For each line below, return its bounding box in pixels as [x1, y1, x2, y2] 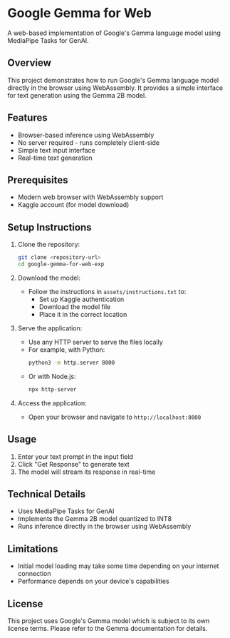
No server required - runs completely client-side [17, 138, 160, 147]
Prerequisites [7, 173, 68, 186]
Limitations [7, 542, 58, 555]
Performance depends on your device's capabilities [17, 577, 169, 586]
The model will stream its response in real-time [17, 467, 156, 476]
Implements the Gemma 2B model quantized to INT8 [17, 515, 172, 523]
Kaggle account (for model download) [17, 201, 130, 209]
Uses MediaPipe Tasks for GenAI [17, 507, 115, 515]
